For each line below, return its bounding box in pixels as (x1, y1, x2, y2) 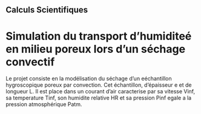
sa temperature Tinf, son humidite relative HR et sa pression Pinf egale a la (5, 94, 192, 102)
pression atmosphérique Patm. (5, 101, 82, 108)
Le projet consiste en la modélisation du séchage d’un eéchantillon (5, 75, 172, 82)
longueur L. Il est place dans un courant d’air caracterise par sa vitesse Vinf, (5, 88, 196, 95)
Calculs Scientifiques (5, 5, 88, 15)
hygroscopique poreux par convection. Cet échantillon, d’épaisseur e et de (5, 81, 192, 89)
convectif (5, 55, 55, 69)
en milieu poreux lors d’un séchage (5, 42, 186, 56)
